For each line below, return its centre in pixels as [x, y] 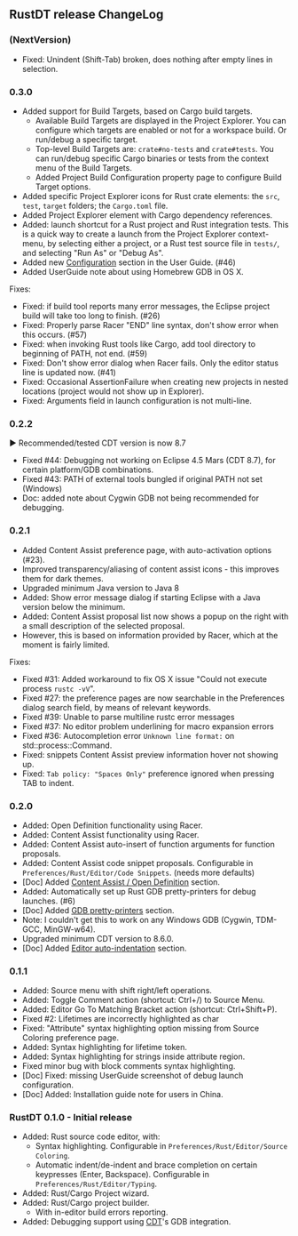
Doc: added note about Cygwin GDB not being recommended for [141, 498]
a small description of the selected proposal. [103, 625]
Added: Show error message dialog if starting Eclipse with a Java [141, 597]
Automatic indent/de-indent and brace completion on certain [146, 1165]
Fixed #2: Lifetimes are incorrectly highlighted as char [121, 1019]
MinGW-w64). [70, 929]
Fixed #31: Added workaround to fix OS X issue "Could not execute [145, 678]
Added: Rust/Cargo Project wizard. [86, 1193]
